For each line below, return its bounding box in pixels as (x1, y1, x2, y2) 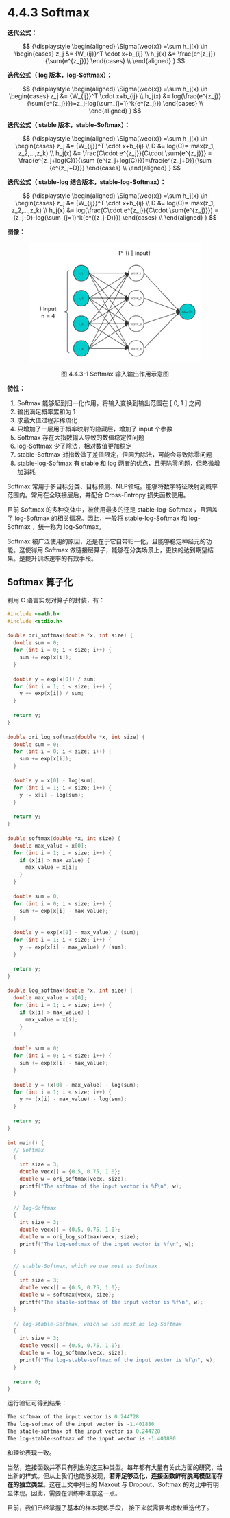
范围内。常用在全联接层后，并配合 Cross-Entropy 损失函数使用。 (7, 490, 190, 499)
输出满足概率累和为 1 (16, 407, 76, 416)
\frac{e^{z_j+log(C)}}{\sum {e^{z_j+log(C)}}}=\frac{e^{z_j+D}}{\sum (18, 156, 212, 164)
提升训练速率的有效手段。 (25, 554, 97, 563)
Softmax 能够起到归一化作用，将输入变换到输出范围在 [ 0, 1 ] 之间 (16, 398, 201, 407)
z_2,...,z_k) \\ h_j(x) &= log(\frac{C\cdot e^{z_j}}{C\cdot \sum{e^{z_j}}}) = (11, 206, 219, 214)
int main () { (7, 1139, 44, 1146)
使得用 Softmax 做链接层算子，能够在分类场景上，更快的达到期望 (25, 545, 208, 554)
